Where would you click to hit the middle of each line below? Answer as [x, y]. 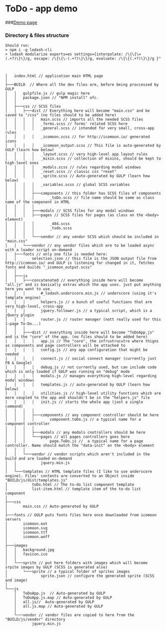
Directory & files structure [37, 35]
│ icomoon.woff [28, 537]
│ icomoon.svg [27, 528]
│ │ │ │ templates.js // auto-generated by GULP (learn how [78, 385]
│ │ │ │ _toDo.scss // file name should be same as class [80, 198]
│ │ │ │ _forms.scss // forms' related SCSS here [66, 124]
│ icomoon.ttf [27, 533]
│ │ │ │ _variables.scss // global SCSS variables [68, 185]
